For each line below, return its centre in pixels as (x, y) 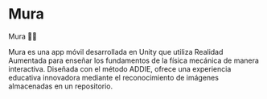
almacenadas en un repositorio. (61, 86)
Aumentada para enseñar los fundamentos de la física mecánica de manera (134, 60)
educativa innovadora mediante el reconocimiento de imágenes (114, 77)
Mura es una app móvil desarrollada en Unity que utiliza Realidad (116, 52)
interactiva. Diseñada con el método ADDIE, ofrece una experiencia (120, 68)
